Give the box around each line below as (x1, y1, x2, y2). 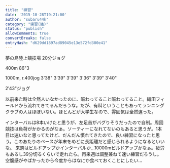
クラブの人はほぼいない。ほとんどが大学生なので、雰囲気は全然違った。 (5, 108, 156, 114)
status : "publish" (5, 26, 44, 31)
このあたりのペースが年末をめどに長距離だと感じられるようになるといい (14, 138, 165, 144)
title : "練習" (5, 7, 34, 13)
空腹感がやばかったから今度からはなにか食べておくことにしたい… (5, 157, 143, 163)
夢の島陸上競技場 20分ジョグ (5, 55, 66, 61)
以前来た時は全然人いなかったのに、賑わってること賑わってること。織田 (5, 96, 156, 102)
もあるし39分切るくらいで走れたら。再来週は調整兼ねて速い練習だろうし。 (5, 151, 162, 157)
